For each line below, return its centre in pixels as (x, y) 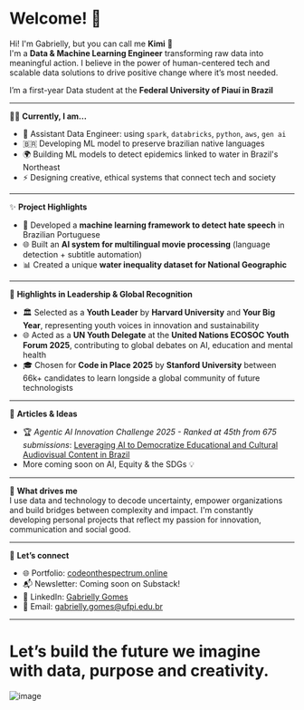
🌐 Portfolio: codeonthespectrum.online (95, 573)
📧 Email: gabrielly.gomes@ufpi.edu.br (92, 606)
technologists (48, 387)
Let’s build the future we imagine (135, 652)
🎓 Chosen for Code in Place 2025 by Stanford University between (149, 365)
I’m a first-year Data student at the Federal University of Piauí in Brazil (142, 90)
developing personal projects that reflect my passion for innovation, (135, 520)
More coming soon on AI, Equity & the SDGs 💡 (109, 464)
